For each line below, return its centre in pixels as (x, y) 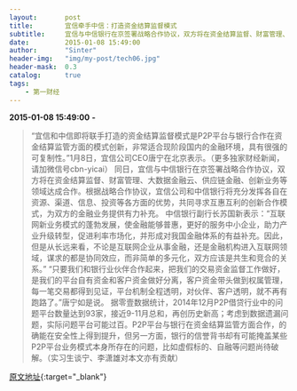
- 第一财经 (43, 92)
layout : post (45, 17)
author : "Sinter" (53, 51)
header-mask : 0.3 (43, 68)
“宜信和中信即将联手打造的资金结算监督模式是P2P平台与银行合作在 (152, 135)
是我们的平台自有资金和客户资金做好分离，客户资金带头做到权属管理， (159, 280)
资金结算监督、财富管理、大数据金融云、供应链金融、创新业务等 (171, 180)
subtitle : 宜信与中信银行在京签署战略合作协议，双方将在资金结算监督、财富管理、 (149, 34)
